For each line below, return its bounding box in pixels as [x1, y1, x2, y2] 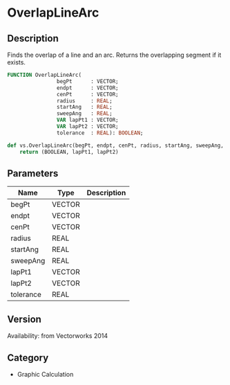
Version [7, 313, 41, 325]
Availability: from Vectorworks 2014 [7, 332, 108, 340]
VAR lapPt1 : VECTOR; [56, 116, 119, 124]
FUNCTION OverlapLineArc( [7, 71, 82, 78]
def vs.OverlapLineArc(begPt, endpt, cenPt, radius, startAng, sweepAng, [7, 142, 224, 149]
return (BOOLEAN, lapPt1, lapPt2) [19, 148, 119, 155]
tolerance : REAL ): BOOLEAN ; [56, 129, 144, 136]
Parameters [7, 168, 59, 179]
